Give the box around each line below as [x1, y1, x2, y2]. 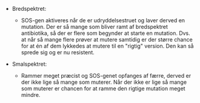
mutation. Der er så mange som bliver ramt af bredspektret [21, 23, 168, 30]
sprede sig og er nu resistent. [21, 49, 95, 56]
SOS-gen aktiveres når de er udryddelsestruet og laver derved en [21, 17, 185, 23]
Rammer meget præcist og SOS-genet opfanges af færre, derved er [21, 72, 192, 79]
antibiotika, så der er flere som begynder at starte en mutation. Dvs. [21, 30, 191, 37]
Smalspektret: [12, 60, 47, 67]
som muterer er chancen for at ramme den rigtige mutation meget [21, 85, 186, 92]
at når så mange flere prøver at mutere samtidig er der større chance [21, 36, 193, 43]
